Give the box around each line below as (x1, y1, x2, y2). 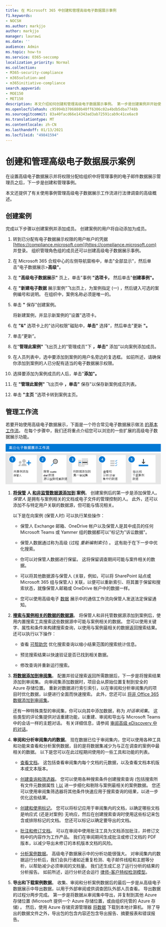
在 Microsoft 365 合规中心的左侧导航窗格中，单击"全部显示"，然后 (12, 258, 147, 264)
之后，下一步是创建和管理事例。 (14, 179, 79, 185)
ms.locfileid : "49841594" (5, 132, 59, 137)
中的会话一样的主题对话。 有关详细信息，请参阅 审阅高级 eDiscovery (12, 720, 152, 726)
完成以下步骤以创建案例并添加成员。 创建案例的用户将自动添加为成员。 (5, 226, 149, 232)
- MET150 (5, 96, 24, 101)
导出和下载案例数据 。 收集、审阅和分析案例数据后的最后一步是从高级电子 (12, 880, 161, 886)
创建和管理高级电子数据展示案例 (5, 156, 135, 167)
